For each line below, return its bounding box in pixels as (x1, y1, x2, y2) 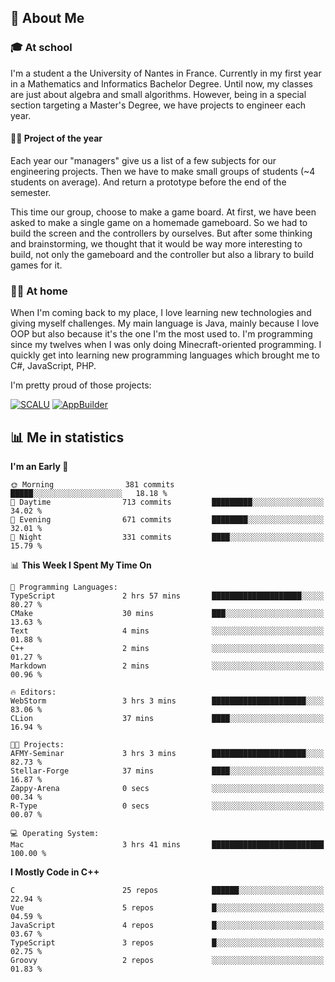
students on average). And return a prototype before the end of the (10, 176, 287, 188)
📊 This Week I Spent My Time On (10, 559, 152, 571)
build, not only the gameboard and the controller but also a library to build (10, 248, 314, 260)
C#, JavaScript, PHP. (10, 360, 97, 372)
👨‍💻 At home (10, 284, 68, 298)
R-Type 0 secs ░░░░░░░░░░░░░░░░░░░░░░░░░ (10, 801, 325, 811)
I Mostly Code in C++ (10, 866, 100, 878)
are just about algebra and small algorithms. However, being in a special (10, 88, 307, 100)
